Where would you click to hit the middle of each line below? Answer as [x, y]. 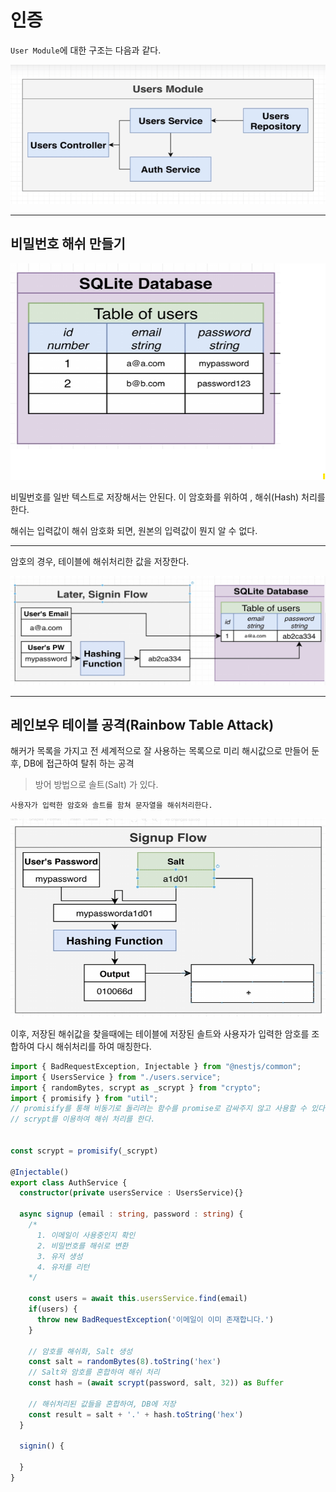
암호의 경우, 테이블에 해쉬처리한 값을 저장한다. [100, 561]
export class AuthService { [69, 1182]
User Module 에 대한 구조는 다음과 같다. [86, 50]
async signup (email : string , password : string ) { [131, 1214]
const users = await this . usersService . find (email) [138, 1299]
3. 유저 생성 [59, 1256]
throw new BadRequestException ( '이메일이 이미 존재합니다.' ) [155, 1319]
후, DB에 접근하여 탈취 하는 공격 [72, 763]
